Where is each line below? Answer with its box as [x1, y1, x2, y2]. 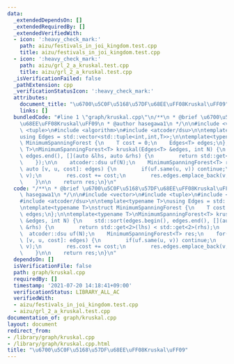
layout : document [7, 321, 58, 328]
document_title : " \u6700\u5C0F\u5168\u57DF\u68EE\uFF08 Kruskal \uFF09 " [19, 101, 229, 108]
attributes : [13, 95, 49, 102]
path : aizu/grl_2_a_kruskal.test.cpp [19, 62, 130, 69]
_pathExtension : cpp [13, 81, 73, 88]
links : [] [19, 107, 49, 114]
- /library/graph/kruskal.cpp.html [7, 340, 111, 347]
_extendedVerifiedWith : [13, 29, 82, 37]
